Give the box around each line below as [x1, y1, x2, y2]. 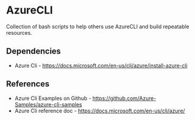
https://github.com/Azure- [92, 95, 157, 102]
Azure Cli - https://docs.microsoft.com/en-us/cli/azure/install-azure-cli [14, 62, 188, 69]
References [6, 79, 50, 89]
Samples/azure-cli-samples [14, 101, 83, 108]
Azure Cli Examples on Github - [14, 95, 92, 102]
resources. [6, 29, 32, 36]
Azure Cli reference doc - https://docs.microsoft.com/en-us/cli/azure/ [14, 107, 185, 114]
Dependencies [6, 46, 61, 56]
